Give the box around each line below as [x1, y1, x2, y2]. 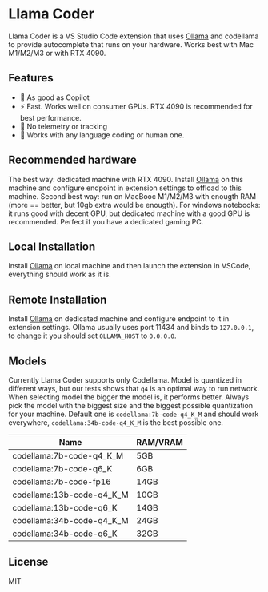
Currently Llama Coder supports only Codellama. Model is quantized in [8, 375, 242, 384]
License [8, 555, 49, 569]
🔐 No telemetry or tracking [19, 121, 108, 131]
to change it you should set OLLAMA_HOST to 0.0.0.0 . [8, 331, 177, 340]
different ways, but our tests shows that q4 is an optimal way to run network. [8, 384, 260, 393]
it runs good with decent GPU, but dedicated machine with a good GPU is [8, 209, 250, 218]
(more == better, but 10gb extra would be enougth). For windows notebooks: [8, 200, 261, 209]
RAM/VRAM [136, 437, 184, 447]
